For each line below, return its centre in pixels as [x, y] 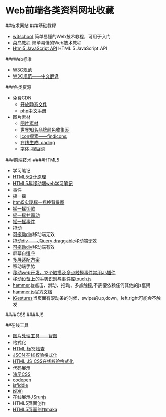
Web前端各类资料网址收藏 [60, 10]
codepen [22, 380]
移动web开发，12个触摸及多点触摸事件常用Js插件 [64, 272]
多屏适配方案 [26, 259]
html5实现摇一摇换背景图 [39, 202]
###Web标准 [19, 59]
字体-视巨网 [32, 149]
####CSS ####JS [25, 315]
